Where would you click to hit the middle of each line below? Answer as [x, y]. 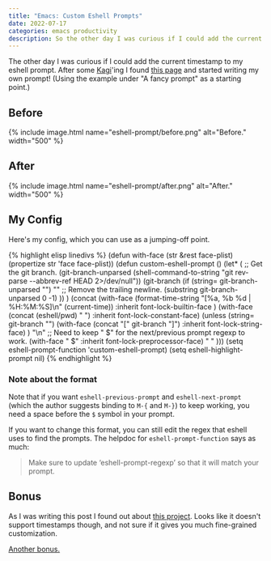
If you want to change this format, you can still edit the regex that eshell [128, 429]
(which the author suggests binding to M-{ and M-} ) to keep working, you [129, 405]
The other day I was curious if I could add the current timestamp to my [126, 62]
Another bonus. [34, 549]
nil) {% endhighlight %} [73, 358]
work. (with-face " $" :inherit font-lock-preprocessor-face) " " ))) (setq [126, 341]
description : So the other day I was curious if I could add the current [135, 38]
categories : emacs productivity [63, 31]
